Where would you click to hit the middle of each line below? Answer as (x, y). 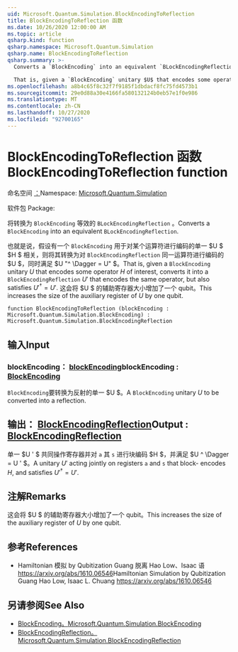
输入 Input (28, 344)
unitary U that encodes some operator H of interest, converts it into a (108, 272)
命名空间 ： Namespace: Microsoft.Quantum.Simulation (87, 193)
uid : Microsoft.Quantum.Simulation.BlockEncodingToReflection (101, 14)
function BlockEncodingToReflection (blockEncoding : (89, 309)
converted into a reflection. (47, 401)
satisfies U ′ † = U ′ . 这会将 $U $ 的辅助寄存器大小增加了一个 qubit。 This (110, 287)
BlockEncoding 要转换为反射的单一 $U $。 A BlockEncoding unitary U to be (113, 392)
